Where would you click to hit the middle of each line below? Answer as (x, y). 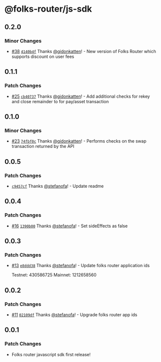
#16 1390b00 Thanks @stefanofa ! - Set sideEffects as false (70, 226)
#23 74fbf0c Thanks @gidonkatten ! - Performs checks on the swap (79, 141)
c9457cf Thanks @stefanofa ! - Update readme (57, 186)
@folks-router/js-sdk (48, 9)
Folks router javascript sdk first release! (51, 354)
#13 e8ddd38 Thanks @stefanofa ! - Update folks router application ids (80, 266)
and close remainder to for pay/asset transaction (60, 101)
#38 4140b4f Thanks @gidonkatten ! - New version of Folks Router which (84, 51)
